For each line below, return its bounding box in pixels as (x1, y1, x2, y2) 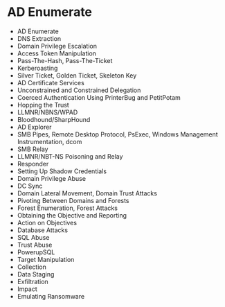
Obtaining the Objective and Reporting (17, 211, 127, 219)
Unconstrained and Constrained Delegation (17, 86, 141, 94)
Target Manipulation (17, 255, 75, 263)
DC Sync (17, 182, 43, 190)
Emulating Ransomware (17, 292, 85, 300)
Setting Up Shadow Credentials (17, 167, 107, 175)
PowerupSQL (17, 247, 55, 256)
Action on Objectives (17, 218, 78, 227)
